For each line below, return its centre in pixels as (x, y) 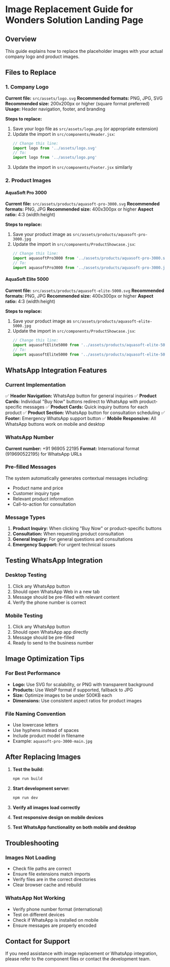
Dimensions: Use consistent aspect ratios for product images (77, 700)
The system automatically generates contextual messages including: (77, 478)
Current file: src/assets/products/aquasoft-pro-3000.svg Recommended (82, 204)
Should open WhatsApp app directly (50, 632)
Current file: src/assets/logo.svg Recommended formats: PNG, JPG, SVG (84, 98)
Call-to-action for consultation (44, 504)
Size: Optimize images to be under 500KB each (62, 695)
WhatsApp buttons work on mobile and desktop (55, 424)
